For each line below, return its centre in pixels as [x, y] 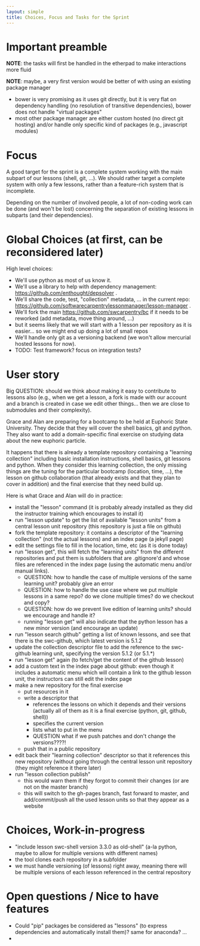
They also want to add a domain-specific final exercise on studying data [95, 434]
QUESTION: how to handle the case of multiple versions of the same [108, 577]
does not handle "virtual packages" [58, 112]
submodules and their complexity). [49, 410]
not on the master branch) [56, 787]
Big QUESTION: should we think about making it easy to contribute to [91, 391]
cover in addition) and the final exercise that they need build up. [84, 484]
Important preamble [57, 47]
